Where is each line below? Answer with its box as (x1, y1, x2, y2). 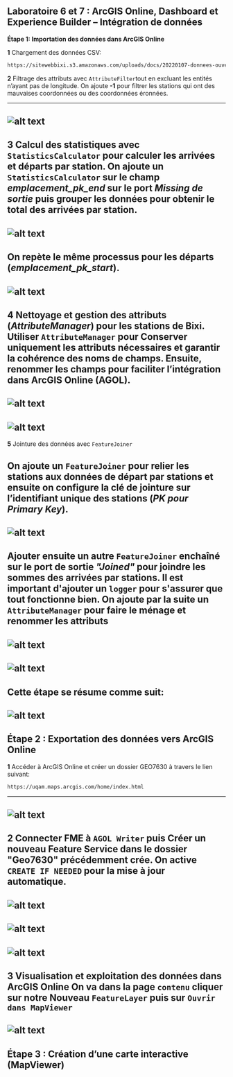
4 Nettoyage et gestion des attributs (7, 309, 167, 321)
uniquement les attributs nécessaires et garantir (7, 342, 221, 354)
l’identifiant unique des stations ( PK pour (7, 492, 189, 504)
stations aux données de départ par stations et (7, 471, 214, 483)
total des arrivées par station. (7, 204, 137, 216)
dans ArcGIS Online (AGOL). (7, 374, 131, 386)
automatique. (7, 876, 67, 888)
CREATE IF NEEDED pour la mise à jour (7, 865, 165, 877)
